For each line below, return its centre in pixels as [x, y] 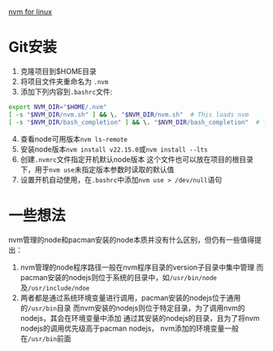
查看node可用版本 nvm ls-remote [74, 138]
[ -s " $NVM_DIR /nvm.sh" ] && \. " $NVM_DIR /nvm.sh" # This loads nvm [129, 114]
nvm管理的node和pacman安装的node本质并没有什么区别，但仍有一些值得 [131, 239]
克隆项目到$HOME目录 [58, 71]
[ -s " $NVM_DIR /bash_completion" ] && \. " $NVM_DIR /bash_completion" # [134, 122]
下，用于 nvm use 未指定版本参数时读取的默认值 [97, 169]
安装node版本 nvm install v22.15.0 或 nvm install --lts [114, 149]
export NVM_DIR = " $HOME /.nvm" [58, 107]
